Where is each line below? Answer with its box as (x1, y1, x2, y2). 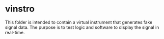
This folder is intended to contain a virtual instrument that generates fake (5, 19, 153, 25)
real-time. (5, 29, 25, 35)
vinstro (5, 3, 35, 14)
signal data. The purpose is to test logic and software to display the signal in (5, 24, 160, 30)
